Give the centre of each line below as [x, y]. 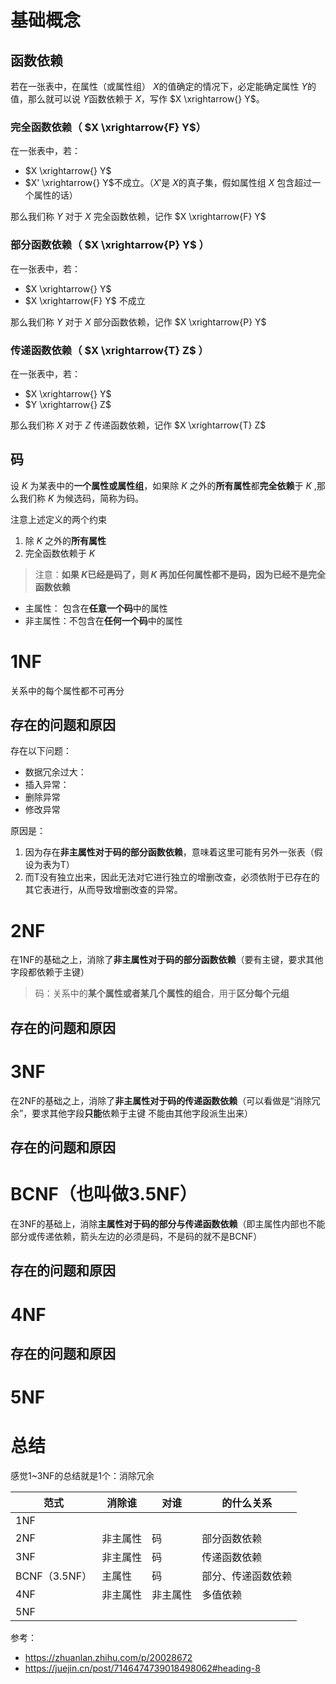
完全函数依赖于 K [60, 553]
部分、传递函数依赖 [247, 1576]
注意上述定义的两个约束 [58, 519]
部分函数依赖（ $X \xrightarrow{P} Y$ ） [110, 245]
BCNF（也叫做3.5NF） [104, 1194]
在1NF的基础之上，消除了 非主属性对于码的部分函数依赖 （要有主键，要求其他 [167, 960]
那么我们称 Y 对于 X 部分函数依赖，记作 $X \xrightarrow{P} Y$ [138, 322]
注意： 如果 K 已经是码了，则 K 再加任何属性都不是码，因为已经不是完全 [180, 574]
